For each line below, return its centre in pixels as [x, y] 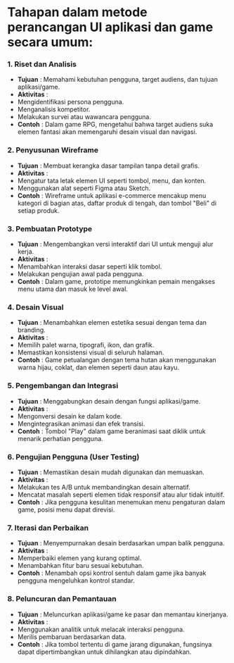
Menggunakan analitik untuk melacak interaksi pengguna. [101, 629]
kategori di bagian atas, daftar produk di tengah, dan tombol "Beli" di [117, 203]
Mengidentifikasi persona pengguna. [71, 102]
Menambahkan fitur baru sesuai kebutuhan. [80, 566]
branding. [31, 330]
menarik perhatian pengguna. [60, 438]
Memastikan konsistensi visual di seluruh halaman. [91, 352]
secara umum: [50, 42]
